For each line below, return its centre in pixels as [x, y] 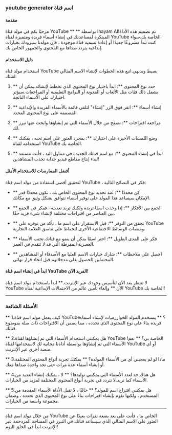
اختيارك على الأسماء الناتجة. [39, 97]
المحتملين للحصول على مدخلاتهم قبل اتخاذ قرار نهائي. [63, 259]
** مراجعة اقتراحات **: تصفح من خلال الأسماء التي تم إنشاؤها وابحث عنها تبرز [87, 123]
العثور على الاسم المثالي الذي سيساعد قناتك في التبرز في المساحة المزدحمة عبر [82, 421]
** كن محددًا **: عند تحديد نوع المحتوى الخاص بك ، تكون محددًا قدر [76, 192]
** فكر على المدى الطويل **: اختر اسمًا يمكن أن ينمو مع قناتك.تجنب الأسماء [85, 239]
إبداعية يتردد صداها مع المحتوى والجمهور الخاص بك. [54, 48]
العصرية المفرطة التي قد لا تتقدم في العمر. [53, 244]
